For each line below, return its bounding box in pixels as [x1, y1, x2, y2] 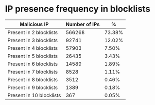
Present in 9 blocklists [7, 84, 58, 90]
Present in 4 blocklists [7, 45, 58, 51]
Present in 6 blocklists [7, 60, 58, 67]
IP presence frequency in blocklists [5, 3, 151, 15]
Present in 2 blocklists [7, 29, 58, 36]
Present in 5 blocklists [7, 52, 58, 59]
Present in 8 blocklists [7, 76, 58, 83]
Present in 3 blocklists [7, 37, 58, 44]
